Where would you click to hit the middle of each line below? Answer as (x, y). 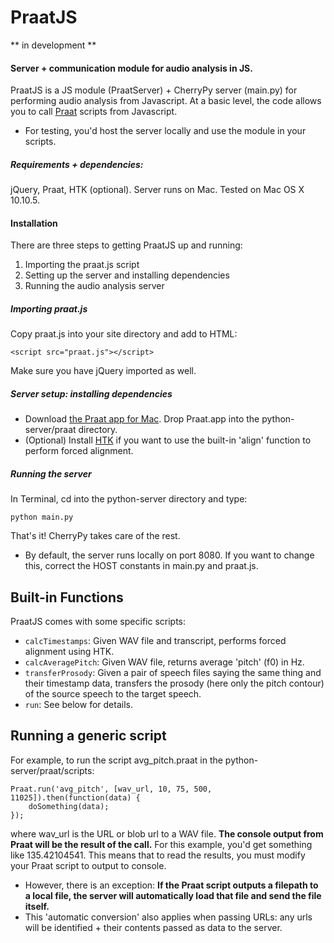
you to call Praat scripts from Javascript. (94, 112)
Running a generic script (88, 736)
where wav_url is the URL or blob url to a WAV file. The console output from (167, 833)
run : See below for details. (78, 705)
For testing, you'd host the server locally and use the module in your (165, 131)
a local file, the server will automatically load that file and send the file (173, 895)
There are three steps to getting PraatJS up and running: (126, 245)
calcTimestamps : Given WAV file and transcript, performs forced (155, 641)
